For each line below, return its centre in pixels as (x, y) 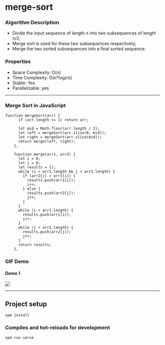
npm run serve (20, 338)
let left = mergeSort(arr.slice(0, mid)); (62, 133)
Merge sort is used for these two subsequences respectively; (74, 44)
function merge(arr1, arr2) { (45, 155)
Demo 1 (13, 273)
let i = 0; (29, 159)
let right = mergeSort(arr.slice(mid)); (60, 137)
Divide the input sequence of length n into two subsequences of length (84, 33)
